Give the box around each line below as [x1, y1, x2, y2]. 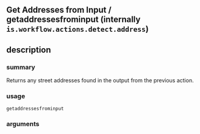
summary [6, 63, 35, 71]
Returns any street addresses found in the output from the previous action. [6, 77, 194, 84]
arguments [6, 120, 40, 129]
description [6, 44, 51, 55]
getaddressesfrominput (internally [6, 15, 141, 25]
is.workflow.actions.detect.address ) [6, 24, 149, 34]
